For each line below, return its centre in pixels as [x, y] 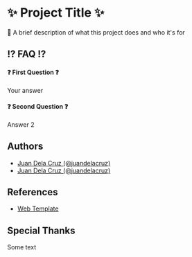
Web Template [38, 209]
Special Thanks [41, 230]
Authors [25, 147]
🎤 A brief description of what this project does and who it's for [96, 32]
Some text [22, 247]
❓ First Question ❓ [33, 72]
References [33, 192]
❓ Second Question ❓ [38, 107]
